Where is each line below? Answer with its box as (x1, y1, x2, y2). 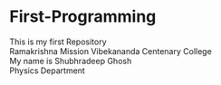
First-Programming (9, 6, 157, 27)
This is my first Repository (9, 36, 107, 47)
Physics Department (9, 65, 86, 76)
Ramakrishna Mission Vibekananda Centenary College (9, 45, 213, 56)
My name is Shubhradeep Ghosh (9, 55, 132, 66)
